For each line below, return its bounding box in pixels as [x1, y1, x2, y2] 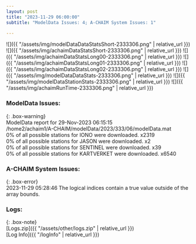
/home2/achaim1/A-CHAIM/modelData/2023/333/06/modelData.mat [6, 125, 172, 132]
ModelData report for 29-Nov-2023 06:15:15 [6, 119, 113, 126]
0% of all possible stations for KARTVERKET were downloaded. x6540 [6, 150, 177, 157]
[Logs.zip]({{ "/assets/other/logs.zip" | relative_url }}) [6, 225, 134, 232]
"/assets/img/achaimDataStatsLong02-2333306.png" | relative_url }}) [13, 66, 182, 73]
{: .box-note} [6, 219, 37, 226]
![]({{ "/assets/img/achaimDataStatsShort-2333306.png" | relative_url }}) [6, 47, 182, 54]
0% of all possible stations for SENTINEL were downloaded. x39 [6, 143, 161, 151]
